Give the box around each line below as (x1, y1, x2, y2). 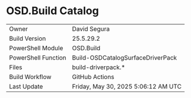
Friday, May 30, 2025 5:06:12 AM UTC (72, 82, 182, 90)
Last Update (9, 82, 43, 90)
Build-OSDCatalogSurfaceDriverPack (72, 53, 177, 61)
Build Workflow (9, 73, 52, 81)
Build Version (9, 34, 46, 43)
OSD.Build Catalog (6, 4, 99, 18)
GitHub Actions (72, 73, 114, 81)
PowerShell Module (9, 44, 63, 52)
